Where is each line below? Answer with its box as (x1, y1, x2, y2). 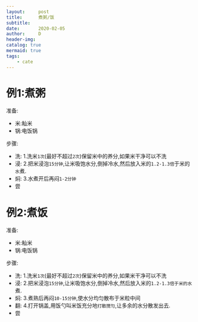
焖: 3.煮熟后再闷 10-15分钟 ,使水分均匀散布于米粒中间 (14, 295, 141, 302)
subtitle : (6, 20, 31, 26)
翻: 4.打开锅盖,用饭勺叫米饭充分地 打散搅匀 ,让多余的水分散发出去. (14, 302, 171, 309)
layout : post (6, 8, 49, 15)
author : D (6, 31, 42, 37)
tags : (6, 53, 20, 59)
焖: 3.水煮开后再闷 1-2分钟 (14, 175, 76, 182)
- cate (17, 59, 33, 65)
